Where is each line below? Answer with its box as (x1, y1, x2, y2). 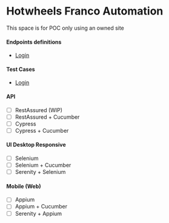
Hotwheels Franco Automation (6, 4, 164, 18)
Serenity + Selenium (15, 168, 66, 176)
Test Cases (6, 65, 35, 73)
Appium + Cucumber (15, 203, 68, 210)
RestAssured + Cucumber (15, 113, 80, 121)
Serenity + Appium (15, 210, 62, 217)
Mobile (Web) (6, 182, 41, 190)
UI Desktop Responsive (6, 141, 67, 148)
